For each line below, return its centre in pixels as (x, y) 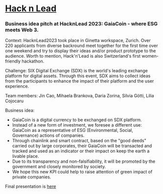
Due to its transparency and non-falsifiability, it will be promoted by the (84, 161)
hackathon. (33, 61)
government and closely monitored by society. (59, 167)
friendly (13, 61)
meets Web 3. (22, 30)
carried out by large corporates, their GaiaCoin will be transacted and (82, 146)
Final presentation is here (31, 187)
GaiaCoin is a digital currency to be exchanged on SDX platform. (77, 120)
